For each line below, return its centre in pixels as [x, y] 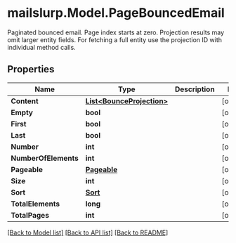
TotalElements [35, 204]
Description [195, 89]
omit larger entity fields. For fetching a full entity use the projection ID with [115, 39]
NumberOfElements [45, 158]
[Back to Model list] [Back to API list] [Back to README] [88, 232]
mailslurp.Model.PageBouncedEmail [116, 13]
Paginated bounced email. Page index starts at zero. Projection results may [116, 32]
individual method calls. [41, 47]
